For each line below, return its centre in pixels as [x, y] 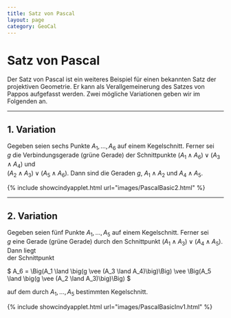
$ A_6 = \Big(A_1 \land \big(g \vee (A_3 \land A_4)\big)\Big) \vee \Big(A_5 [109, 271]
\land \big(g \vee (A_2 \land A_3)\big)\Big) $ [69, 278]
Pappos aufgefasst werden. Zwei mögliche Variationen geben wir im [104, 94]
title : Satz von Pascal [41, 13]
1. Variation [32, 129]
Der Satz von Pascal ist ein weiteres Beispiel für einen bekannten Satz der [112, 79]
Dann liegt [22, 250]
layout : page [26, 20]
